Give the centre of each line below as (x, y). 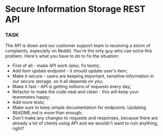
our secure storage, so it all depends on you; (58, 81)
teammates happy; (31, 97)
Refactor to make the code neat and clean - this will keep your (76, 92)
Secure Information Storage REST (75, 9)
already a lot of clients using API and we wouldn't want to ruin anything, (85, 123)
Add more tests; (29, 102)
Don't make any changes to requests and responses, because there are (85, 118)
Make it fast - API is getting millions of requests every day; (72, 87)
